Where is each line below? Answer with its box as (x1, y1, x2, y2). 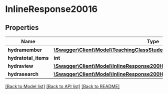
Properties (5, 23, 39, 32)
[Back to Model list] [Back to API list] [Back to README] (5, 84, 120, 89)
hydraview (7, 63, 33, 69)
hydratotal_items (7, 55, 49, 61)
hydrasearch (7, 71, 39, 78)
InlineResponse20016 (5, 3, 98, 15)
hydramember (7, 46, 42, 53)
